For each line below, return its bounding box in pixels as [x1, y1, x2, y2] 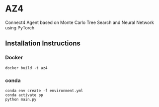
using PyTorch [5, 24, 35, 30]
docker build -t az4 [5, 65, 48, 70]
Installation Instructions [5, 39, 81, 48]
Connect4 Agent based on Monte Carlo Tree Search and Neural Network [5, 19, 154, 25]
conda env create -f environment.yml [5, 88, 83, 93]
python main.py [5, 97, 37, 102]
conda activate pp [5, 93, 43, 98]
